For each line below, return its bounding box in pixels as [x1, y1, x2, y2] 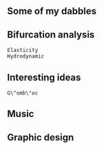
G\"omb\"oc [7, 90, 38, 97]
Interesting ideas [7, 71, 81, 83]
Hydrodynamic [7, 53, 45, 60]
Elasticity [7, 47, 38, 54]
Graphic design [7, 132, 74, 143]
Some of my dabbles [7, 5, 97, 17]
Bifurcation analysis [7, 29, 95, 40]
